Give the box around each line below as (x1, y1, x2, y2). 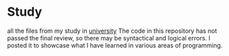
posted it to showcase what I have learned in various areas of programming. (7, 41, 223, 49)
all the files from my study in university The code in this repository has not (7, 27, 217, 35)
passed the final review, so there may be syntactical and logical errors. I (7, 33, 211, 42)
